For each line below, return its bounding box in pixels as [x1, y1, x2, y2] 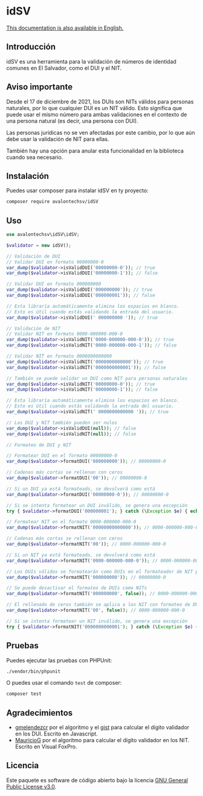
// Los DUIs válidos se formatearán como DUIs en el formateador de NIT [6, 569, 193, 575]
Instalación [6, 171, 50, 181]
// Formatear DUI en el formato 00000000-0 [6, 452, 118, 459]
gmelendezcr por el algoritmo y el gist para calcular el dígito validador [14, 724, 190, 731]
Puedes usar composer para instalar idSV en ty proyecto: [6, 187, 149, 194]
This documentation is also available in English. [6, 24, 124, 31]
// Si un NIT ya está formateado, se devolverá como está [6, 552, 155, 558]
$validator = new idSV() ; [6, 242, 71, 249]
